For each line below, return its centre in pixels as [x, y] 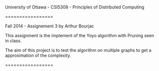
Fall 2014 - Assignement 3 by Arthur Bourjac [50, 26]
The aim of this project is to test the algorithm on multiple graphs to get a [78, 50]
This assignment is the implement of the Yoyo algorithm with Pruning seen [80, 35]
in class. [13, 41]
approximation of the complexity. [38, 55]
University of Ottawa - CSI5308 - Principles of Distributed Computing [75, 7]
